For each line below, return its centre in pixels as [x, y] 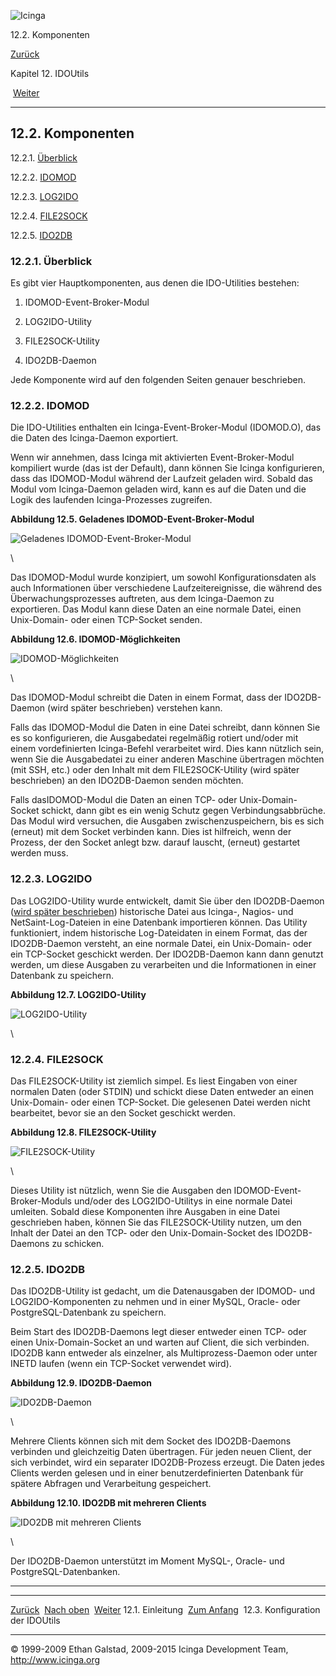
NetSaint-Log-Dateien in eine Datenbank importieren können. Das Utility [159, 922]
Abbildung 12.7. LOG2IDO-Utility [78, 994]
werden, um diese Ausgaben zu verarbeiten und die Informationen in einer [163, 964]
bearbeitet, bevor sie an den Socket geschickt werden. [123, 1113]
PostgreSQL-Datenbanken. [65, 1572]
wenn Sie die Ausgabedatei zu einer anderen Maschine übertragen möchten [167, 759]
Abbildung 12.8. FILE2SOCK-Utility [83, 1132]
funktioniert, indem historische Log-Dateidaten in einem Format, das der [159, 932]
